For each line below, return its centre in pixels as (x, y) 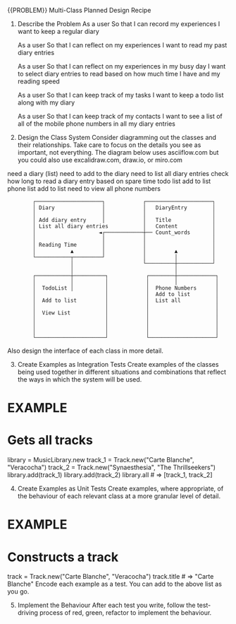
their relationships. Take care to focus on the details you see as (109, 145)
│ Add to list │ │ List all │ (126, 300)
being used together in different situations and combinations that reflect (122, 372)
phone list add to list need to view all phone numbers (84, 189)
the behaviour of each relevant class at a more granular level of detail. (119, 496)
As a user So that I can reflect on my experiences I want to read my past (122, 45)
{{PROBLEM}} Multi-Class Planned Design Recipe (79, 10)
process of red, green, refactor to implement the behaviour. (126, 613)
